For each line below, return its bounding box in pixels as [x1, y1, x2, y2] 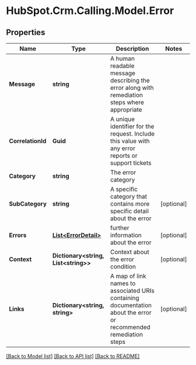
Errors [9, 231, 27, 239]
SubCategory [9, 200, 47, 208]
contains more [110, 200, 150, 208]
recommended [110, 323, 150, 331]
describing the [110, 77, 150, 84]
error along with [110, 84, 154, 92]
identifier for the [110, 123, 155, 130]
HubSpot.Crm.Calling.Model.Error [6, 4, 174, 18]
